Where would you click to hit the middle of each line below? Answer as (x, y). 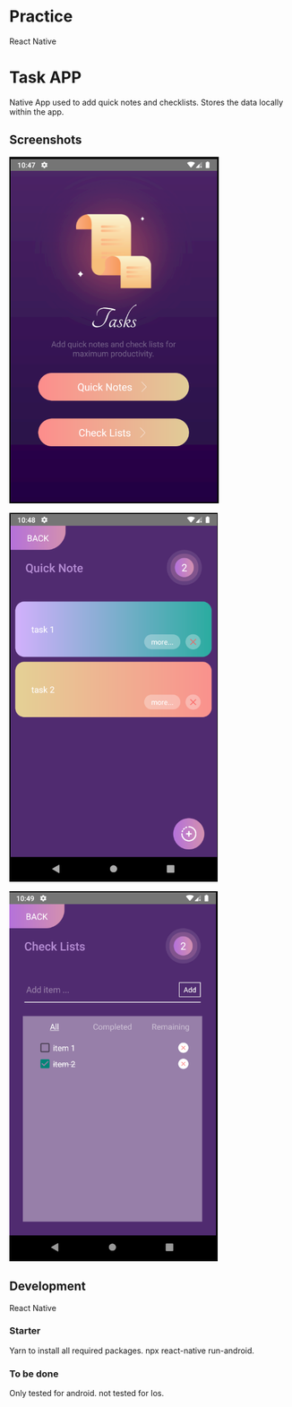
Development (48, 1287)
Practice (41, 17)
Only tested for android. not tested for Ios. (87, 1394)
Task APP (46, 77)
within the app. (37, 112)
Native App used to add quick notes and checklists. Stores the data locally (146, 102)
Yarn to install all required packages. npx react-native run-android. (132, 1351)
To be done (34, 1374)
